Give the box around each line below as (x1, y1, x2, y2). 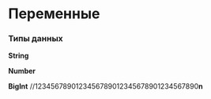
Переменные (8, 5, 100, 23)
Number (8, 67, 36, 76)
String (8, 51, 29, 60)
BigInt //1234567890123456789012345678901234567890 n (8, 82, 203, 91)
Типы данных (8, 33, 63, 44)
